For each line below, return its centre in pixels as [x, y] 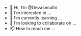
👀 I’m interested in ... [30, 13]
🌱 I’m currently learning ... [36, 18]
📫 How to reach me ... [32, 28]
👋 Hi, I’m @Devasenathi [33, 8]
